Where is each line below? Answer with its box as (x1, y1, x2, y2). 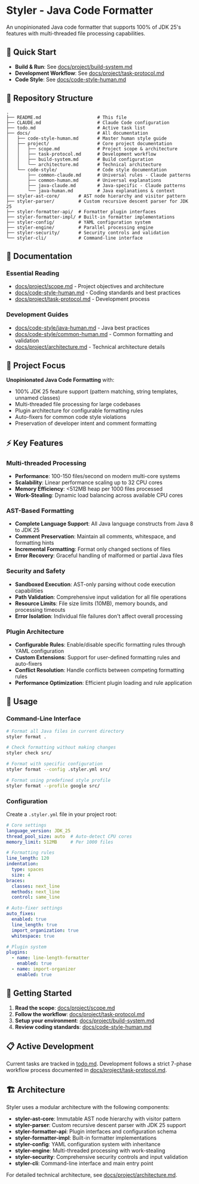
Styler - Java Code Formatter (6, 4, 154, 17)
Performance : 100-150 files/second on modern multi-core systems (14, 473, 180, 480)
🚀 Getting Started (6, 988, 72, 998)
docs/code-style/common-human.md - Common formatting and (14, 330, 173, 337)
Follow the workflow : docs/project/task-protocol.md (14, 1010, 145, 1017)
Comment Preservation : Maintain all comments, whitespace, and (14, 533, 176, 540)
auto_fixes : (6, 911, 36, 917)
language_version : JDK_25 (6, 827, 71, 833)
